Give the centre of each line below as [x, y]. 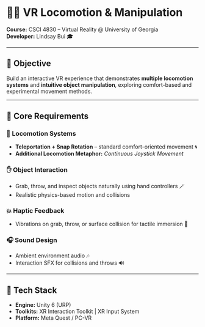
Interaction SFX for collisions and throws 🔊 [70, 263]
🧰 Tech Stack [32, 290]
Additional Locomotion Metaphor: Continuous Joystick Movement [99, 154]
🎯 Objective [29, 64]
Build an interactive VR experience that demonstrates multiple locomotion [100, 78]
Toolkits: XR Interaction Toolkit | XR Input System [77, 312]
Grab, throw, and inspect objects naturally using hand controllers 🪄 [100, 186]
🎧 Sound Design [32, 240]
